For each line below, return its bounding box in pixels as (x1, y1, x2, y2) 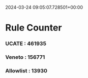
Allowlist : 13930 (5, 67, 47, 74)
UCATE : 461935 (5, 40, 47, 47)
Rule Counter (5, 22, 62, 33)
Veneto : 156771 (5, 54, 45, 61)
